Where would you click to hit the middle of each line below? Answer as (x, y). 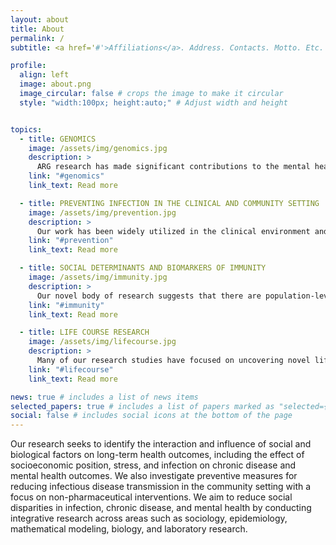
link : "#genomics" (66, 176)
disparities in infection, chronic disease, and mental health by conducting (161, 508)
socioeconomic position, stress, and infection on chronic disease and (153, 465)
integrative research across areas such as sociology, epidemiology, (149, 518)
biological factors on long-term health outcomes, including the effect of (157, 455)
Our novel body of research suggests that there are (149, 296)
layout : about (40, 19)
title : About (37, 29)
